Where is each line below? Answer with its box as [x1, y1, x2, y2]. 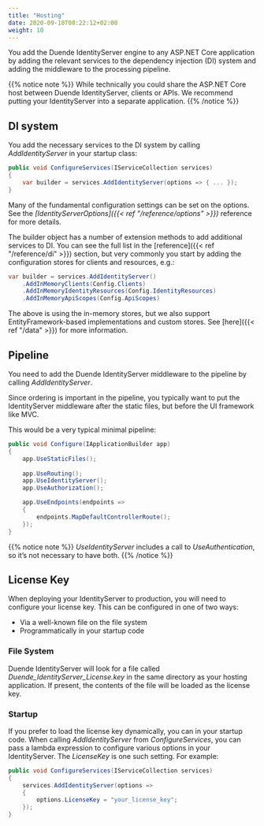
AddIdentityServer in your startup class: [8, 149, 138, 158]
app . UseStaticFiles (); [22, 455, 97, 463]
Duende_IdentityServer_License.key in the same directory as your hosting [8, 672, 248, 682]
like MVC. [8, 410, 39, 419]
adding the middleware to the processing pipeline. [8, 65, 171, 74]
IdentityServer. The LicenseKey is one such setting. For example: [8, 751, 219, 761]
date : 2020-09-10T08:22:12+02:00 [8, 19, 118, 27]
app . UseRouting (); [22, 470, 83, 478]
